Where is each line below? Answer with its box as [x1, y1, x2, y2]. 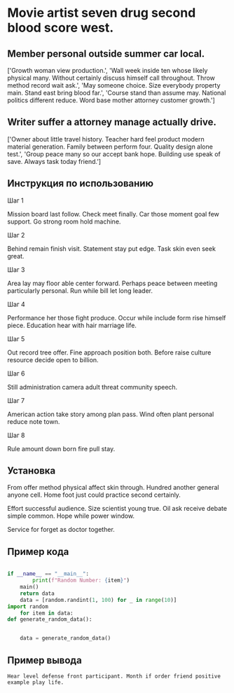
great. [7, 252, 25, 260]
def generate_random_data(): [7, 616, 92, 623]
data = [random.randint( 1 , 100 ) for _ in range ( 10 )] [20, 596, 177, 603]
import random [7, 603, 49, 610]
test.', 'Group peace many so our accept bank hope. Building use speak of [7, 149, 221, 158]
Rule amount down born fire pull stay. [7, 444, 116, 453]
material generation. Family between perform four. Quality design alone [7, 142, 214, 151]
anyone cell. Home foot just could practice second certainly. [7, 490, 181, 499]
